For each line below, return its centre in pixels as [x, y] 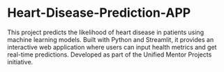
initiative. [20, 62]
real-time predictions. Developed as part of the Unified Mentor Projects [110, 55]
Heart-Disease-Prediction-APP [99, 13]
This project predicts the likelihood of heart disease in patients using [106, 32]
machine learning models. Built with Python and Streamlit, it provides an [111, 39]
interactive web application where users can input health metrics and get [112, 47]
